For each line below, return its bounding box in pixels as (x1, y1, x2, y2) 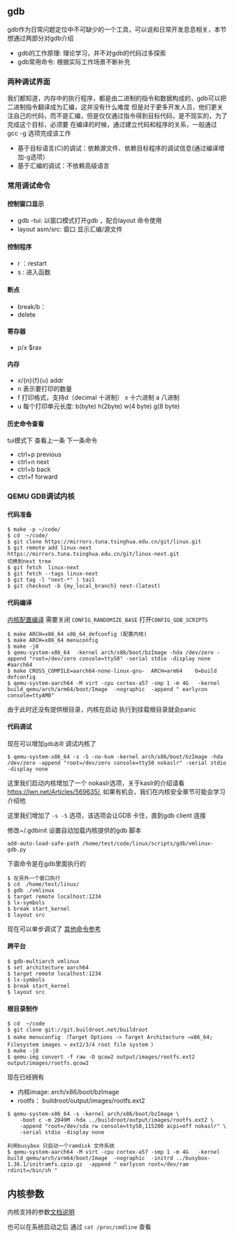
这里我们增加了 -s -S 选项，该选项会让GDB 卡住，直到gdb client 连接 (7, 811, 206, 819)
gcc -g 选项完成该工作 (7, 129, 71, 137)
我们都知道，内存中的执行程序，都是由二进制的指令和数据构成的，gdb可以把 (7, 94, 227, 102)
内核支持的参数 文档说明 (7, 1208, 75, 1216)
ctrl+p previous (17, 450, 61, 458)
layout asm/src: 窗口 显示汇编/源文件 (17, 225, 123, 233)
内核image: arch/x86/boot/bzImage (17, 1088, 119, 1096)
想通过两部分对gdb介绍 (7, 34, 74, 42)
